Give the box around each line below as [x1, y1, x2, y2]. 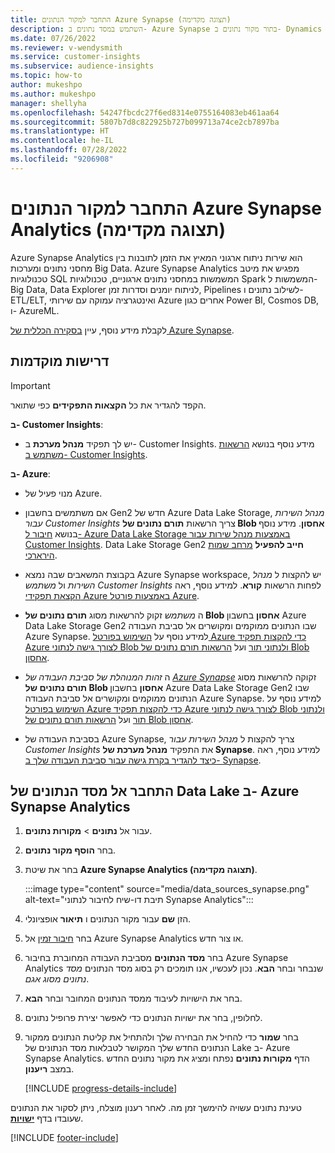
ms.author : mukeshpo [10, 89, 97, 99]
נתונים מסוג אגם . [24, 973, 90, 985]
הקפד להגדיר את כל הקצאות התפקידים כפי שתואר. [10, 399, 207, 411]
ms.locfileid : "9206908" [10, 154, 114, 164]
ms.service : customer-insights [10, 52, 141, 62]
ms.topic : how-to [10, 71, 83, 81]
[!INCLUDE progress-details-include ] [24, 1082, 178, 1095]
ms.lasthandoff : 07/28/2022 [10, 145, 128, 155]
